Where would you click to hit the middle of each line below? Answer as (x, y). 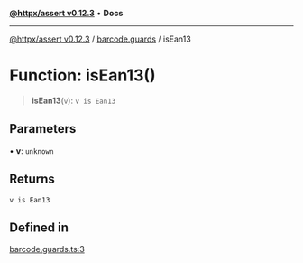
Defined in (39, 227)
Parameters (43, 129)
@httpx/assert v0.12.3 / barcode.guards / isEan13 (100, 39)
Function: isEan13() (83, 75)
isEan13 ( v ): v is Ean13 (73, 100)
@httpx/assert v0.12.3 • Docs (66, 13)
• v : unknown (32, 150)
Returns (32, 179)
